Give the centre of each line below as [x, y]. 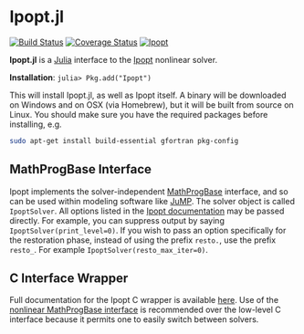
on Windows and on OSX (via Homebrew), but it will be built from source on [152, 104]
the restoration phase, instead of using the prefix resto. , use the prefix [143, 240]
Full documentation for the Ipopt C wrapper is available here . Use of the [144, 300]
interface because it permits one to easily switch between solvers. [134, 319]
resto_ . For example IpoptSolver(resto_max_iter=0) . [109, 249]
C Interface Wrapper [69, 279]
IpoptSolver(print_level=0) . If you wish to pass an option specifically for [148, 230]
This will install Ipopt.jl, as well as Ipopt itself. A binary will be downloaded [148, 95]
